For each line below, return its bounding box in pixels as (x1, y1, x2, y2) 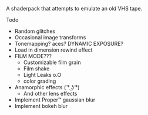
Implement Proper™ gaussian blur (14, 96, 96, 103)
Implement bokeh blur (14, 103, 68, 109)
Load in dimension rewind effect (14, 46, 93, 53)
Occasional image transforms (14, 34, 86, 40)
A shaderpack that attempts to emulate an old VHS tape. (6, 5, 143, 12)
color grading (23, 77, 56, 84)
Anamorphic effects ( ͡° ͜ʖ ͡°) (14, 84, 80, 90)
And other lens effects (23, 90, 78, 97)
